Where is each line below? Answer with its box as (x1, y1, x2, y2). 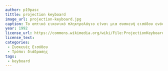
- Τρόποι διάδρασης (7, 49, 48, 54)
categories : (5, 40, 30, 45)
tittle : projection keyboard (5, 12, 66, 17)
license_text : (5, 35, 35, 40)
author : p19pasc (5, 7, 39, 12)
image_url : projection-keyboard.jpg (5, 16, 81, 21)
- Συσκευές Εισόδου (7, 44, 48, 49)
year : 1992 (5, 26, 28, 31)
